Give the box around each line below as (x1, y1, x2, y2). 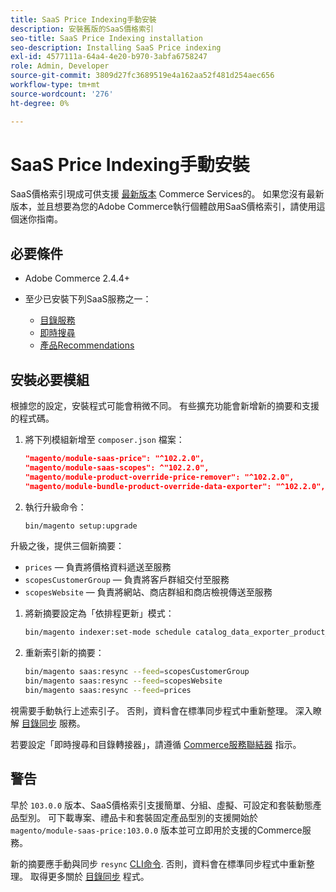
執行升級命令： (24, 501, 87, 513)
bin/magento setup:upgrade (24, 521, 138, 531)
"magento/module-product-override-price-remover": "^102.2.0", (24, 472, 295, 482)
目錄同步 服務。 (21, 717, 86, 729)
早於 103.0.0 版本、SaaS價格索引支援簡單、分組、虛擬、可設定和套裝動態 (10, 799, 313, 811)
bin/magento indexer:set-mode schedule (24, 627, 192, 638)
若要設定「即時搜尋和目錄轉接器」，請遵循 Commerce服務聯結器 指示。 (10, 738, 302, 750)
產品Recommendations (39, 339, 135, 351)
